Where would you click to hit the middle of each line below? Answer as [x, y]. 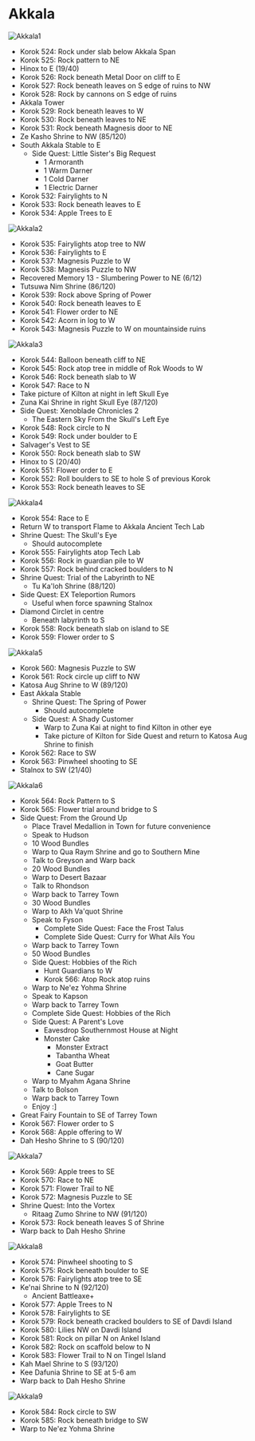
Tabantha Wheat [82, 1055]
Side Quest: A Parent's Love [78, 1021]
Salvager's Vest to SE [55, 444]
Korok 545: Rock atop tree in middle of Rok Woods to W [111, 368]
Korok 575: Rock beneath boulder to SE [84, 1270]
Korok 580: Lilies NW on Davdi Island [80, 1330]
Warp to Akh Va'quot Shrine [77, 911]
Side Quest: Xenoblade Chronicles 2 [79, 410]
